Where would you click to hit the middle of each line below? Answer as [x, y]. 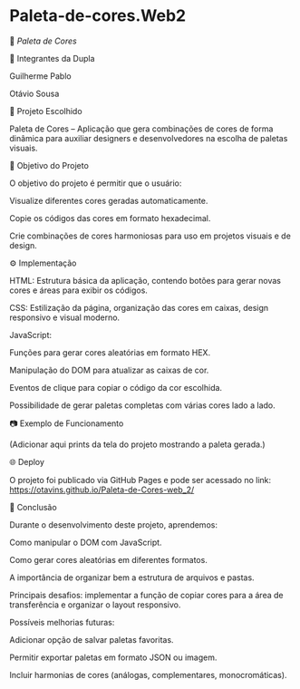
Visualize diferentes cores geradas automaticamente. [109, 200]
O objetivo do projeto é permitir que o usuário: [96, 183]
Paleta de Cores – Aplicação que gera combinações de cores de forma [141, 129]
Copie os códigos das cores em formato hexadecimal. [110, 218]
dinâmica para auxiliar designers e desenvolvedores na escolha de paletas [149, 138]
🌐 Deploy [27, 461]
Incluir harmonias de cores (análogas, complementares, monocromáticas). [148, 674]
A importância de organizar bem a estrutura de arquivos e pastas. [132, 577]
